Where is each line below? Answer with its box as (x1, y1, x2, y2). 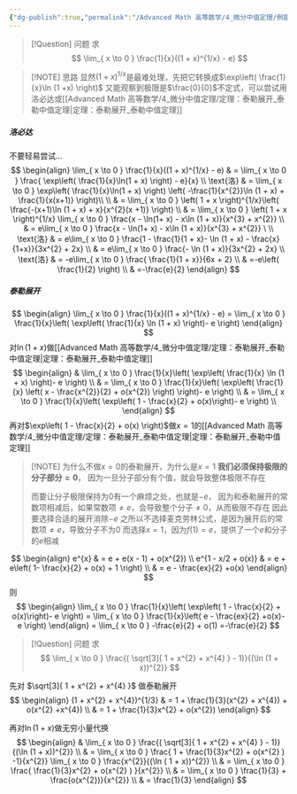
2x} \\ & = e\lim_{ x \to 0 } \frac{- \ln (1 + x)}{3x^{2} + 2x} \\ (71, 244, 286, 254)
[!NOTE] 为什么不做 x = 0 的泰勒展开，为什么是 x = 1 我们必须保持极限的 (30, 462, 288, 472)
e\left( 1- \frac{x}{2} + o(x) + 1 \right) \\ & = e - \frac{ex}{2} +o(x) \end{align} (9, 563, 288, 573)
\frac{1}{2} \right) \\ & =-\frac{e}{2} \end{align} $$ (57, 264, 240, 275)
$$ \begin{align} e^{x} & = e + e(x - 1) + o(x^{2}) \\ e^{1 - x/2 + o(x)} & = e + (11, 553, 286, 564)
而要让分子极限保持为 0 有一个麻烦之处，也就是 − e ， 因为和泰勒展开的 (30, 491, 280, 502)
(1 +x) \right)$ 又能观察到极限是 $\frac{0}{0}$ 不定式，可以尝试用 (53, 82, 287, 93)
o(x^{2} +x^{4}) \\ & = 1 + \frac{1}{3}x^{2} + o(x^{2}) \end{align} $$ (26, 704, 271, 715)
